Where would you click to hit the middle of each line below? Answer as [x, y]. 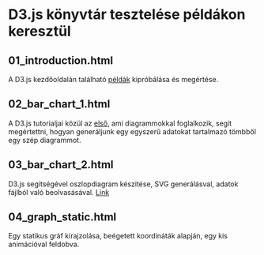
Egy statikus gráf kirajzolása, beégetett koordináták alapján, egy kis [118, 236]
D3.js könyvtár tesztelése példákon [127, 15]
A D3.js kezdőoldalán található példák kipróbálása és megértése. [113, 79]
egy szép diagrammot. [45, 140]
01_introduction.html [60, 60]
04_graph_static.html [62, 217]
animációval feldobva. [44, 244]
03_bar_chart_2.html [61, 165]
